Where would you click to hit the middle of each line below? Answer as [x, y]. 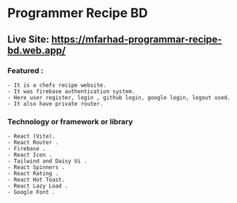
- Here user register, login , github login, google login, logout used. [119, 97]
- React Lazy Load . [38, 186]
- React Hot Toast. [36, 180]
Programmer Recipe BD [78, 13]
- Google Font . [31, 192]
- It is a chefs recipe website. [57, 85]
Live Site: [28, 39]
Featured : [26, 70]
